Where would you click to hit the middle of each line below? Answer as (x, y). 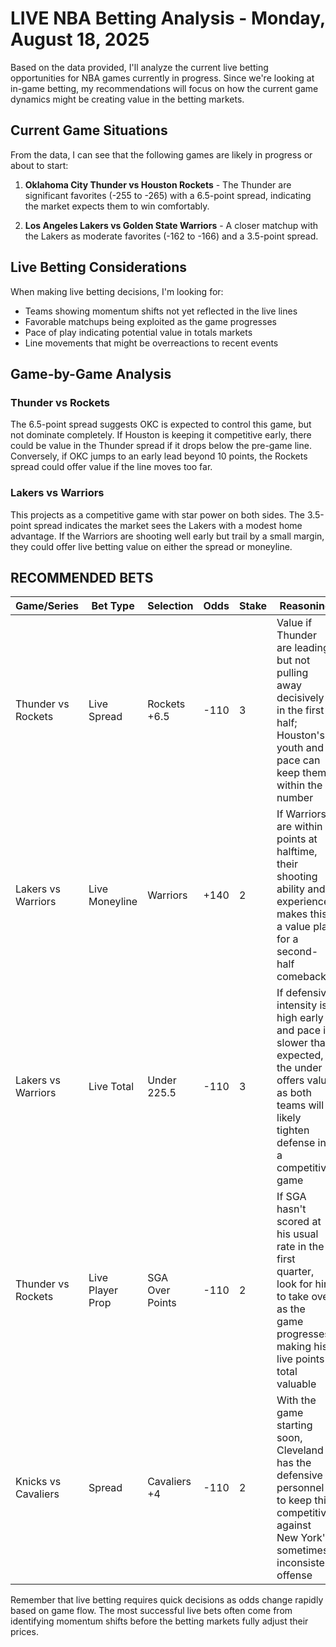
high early (300, 1018)
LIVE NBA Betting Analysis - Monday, (168, 18)
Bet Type (113, 606)
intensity (297, 1005)
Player (103, 1290)
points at (297, 839)
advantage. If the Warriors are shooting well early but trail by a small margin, (167, 536)
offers (290, 1080)
